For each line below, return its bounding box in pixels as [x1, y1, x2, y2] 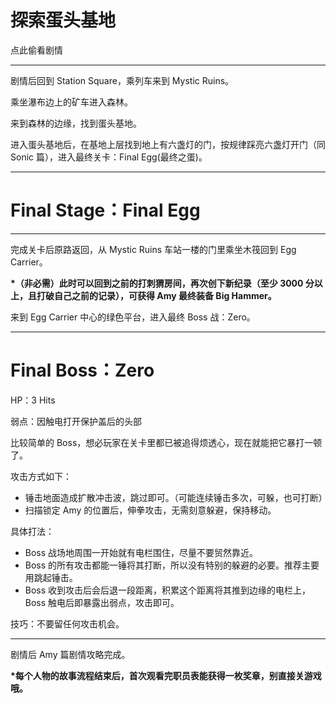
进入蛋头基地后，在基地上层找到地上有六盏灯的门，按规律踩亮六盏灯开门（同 [10, 138, 326, 150]
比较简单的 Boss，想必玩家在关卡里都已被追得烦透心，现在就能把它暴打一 [10, 436, 314, 448]
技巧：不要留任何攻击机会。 [10, 617, 125, 630]
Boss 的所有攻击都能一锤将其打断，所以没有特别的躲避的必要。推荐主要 [24, 559, 320, 571]
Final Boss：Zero [10, 359, 155, 382]
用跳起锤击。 [24, 571, 78, 583]
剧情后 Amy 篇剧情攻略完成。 [10, 648, 131, 660]
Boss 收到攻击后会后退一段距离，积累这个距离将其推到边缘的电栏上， [24, 584, 312, 596]
